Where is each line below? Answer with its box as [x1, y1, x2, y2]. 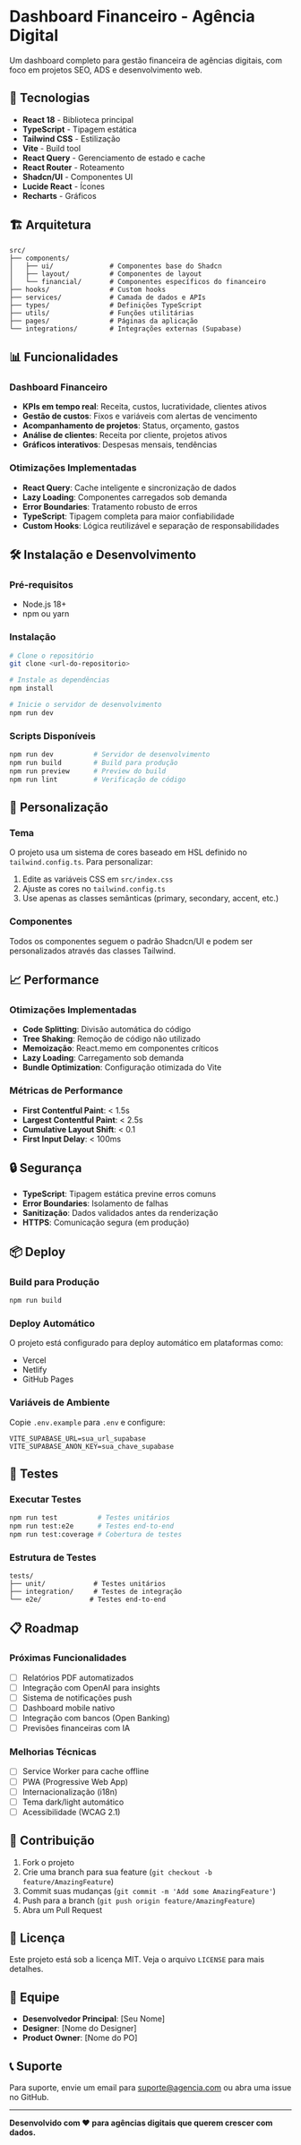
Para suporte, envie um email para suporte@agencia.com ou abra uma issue [9, 2082, 292, 2093]
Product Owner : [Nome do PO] [21, 2032, 138, 2044]
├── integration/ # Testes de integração [9, 1588, 182, 1597]
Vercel [21, 1355, 47, 1365]
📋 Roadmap [9, 1620, 79, 1636]
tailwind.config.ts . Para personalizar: [9, 857, 154, 867]
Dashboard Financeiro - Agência [9, 6, 255, 27]
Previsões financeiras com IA [21, 1723, 131, 1734]
